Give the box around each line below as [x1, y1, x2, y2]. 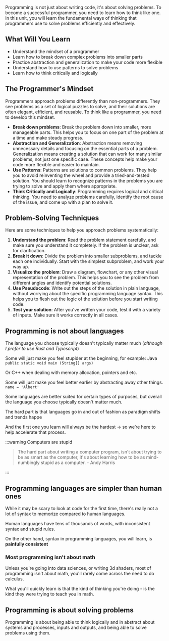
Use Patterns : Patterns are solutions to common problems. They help [12, 167, 157, 173]
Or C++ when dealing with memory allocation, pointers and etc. [5, 370, 137, 376]
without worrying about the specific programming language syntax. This [12, 291, 163, 297]
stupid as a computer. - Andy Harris [40, 460, 115, 466]
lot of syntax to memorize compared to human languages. [5, 511, 126, 517]
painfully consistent [5, 541, 48, 547]
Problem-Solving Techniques [5, 214, 99, 222]
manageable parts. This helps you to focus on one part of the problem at [12, 129, 164, 135]
